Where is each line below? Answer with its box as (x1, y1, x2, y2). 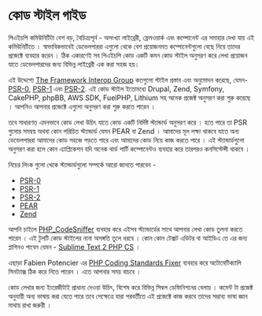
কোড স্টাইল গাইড (8, 6, 87, 24)
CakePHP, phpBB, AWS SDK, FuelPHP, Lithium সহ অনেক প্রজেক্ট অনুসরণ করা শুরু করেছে (8, 93, 251, 102)
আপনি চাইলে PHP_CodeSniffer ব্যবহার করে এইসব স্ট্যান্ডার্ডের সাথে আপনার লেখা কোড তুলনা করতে (8, 224, 243, 234)
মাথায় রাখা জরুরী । (8, 300, 52, 310)
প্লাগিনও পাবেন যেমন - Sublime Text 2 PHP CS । (8, 242, 141, 251)
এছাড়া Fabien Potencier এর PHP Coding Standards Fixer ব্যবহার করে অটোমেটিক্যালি (8, 258, 242, 267)
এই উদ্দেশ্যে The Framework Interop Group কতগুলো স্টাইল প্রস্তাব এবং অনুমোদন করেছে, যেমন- (8, 75, 248, 84)
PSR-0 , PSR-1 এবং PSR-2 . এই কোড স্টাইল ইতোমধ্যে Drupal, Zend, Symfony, (8, 84, 224, 93)
